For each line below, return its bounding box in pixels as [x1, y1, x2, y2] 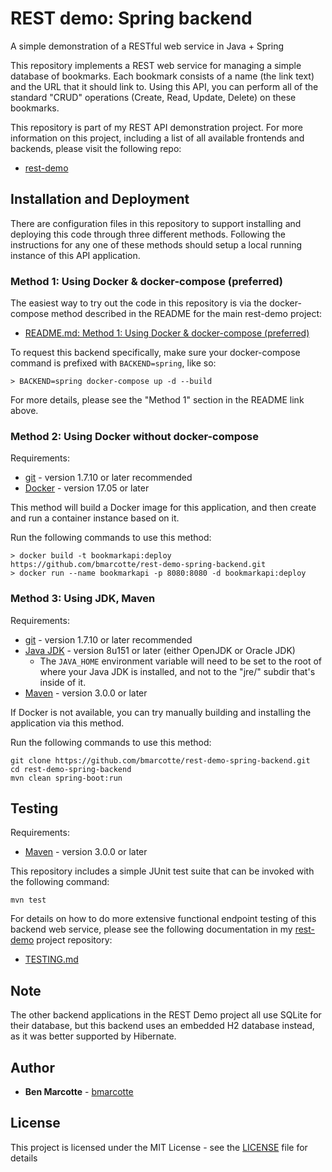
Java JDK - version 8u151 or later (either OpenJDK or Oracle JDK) [24, 644, 296, 656]
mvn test [10, 895, 47, 906]
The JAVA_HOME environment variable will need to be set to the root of [39, 655, 323, 667]
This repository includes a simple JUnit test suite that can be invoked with [10, 865, 315, 877]
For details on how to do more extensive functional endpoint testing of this [10, 913, 317, 925]
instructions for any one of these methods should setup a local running [10, 238, 303, 251]
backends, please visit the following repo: [10, 142, 182, 154]
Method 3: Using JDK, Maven [10, 592, 156, 606]
